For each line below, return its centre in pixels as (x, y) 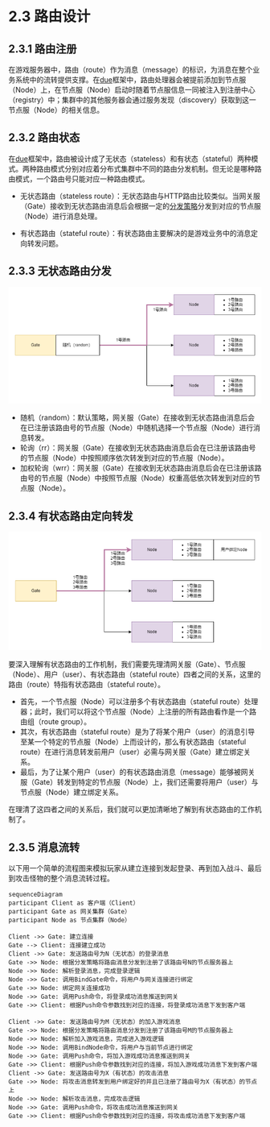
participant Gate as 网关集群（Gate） (70, 912)
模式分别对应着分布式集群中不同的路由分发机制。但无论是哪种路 (156, 168)
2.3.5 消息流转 (44, 847)
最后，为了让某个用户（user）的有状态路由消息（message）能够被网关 (137, 772)
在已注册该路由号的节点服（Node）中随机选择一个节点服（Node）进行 (137, 428)
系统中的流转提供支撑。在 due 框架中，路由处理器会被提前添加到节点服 (131, 80)
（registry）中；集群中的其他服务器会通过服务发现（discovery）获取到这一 (133, 100)
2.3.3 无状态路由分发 (60, 271)
